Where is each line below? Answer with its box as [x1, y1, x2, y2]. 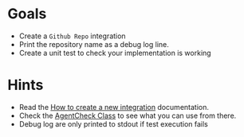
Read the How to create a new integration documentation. [18, 102, 209, 112]
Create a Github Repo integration [18, 31, 126, 41]
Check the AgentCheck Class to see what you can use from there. [18, 111, 237, 120]
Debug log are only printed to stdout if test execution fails [18, 119, 209, 128]
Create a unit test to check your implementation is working [18, 48, 212, 57]
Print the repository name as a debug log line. [18, 39, 169, 49]
